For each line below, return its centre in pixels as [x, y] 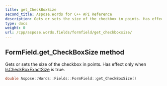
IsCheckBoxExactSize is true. [35, 69]
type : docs [16, 23]
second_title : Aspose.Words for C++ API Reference [59, 14]
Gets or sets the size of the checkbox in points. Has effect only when [76, 64]
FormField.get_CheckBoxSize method [65, 52]
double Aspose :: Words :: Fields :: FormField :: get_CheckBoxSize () [71, 78]
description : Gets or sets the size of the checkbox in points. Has [78, 19]
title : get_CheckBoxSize [31, 10]
